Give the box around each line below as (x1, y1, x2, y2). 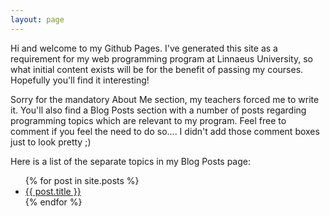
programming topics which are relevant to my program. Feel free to (10, 114, 287, 126)
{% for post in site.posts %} (24, 174, 140, 186)
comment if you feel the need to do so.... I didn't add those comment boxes (10, 125, 320, 137)
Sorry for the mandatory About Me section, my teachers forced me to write (10, 93, 320, 105)
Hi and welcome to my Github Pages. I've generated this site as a (10, 42, 278, 54)
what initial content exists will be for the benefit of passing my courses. (10, 63, 304, 75)
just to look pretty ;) (10, 136, 92, 148)
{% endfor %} (24, 196, 83, 208)
